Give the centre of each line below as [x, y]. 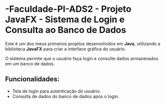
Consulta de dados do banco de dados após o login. [66, 96]
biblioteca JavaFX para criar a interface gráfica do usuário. [66, 49]
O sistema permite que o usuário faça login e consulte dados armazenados [82, 58]
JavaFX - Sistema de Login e [65, 19]
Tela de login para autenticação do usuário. [56, 91]
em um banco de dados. [30, 64]
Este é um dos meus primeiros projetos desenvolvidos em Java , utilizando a [83, 43]
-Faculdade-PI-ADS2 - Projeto [68, 9]
